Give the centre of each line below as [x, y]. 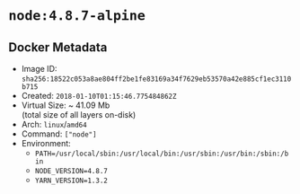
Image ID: [39, 69]
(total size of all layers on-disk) [79, 115]
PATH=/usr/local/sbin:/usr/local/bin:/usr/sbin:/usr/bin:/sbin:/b [162, 154]
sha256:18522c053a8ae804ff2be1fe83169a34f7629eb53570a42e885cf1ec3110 [156, 79]
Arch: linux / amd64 [54, 124]
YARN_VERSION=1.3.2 [71, 181]
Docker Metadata [58, 47]
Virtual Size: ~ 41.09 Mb [66, 105]
